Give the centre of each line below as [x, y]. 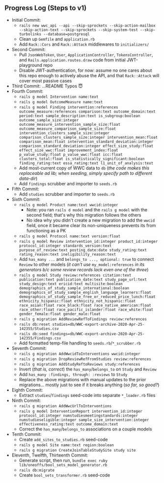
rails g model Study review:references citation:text [75, 275]
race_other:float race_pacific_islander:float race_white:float [86, 310]
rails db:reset [34, 324]
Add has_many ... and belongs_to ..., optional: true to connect [86, 259]
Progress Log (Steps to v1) [46, 8]
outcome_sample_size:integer [49, 120]
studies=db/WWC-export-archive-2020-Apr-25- [98, 324]
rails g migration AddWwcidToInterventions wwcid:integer [80, 354]
